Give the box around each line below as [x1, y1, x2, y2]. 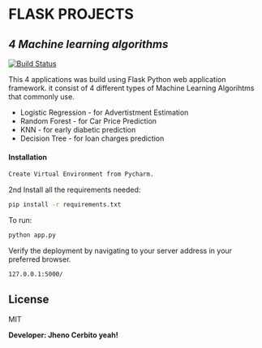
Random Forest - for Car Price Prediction [19, 116, 157, 126]
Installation [8, 152, 47, 162]
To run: [8, 215, 32, 224]
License [8, 293, 49, 307]
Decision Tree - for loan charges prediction [19, 133, 165, 143]
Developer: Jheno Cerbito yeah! [8, 330, 119, 340]
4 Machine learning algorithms [8, 37, 169, 51]
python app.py [8, 231, 57, 239]
